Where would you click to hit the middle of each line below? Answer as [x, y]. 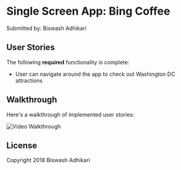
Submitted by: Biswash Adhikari [47, 28]
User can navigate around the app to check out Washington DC [95, 74]
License [22, 145]
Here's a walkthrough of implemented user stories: [71, 114]
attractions [29, 80]
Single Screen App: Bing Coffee [88, 11]
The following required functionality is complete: [68, 62]
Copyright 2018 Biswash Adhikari [48, 160]
